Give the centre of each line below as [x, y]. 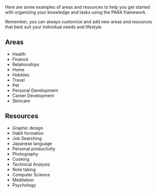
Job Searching [27, 138]
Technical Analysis [31, 164]
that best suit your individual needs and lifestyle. [54, 27]
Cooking [21, 159]
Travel [19, 80]
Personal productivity [34, 149]
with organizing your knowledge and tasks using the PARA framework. [76, 12]
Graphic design [27, 128]
